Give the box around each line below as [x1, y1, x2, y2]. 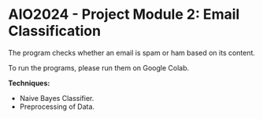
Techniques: [8, 78, 50, 88]
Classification [8, 22, 101, 40]
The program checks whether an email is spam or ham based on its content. [8, 48, 256, 57]
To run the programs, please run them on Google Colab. [8, 63, 190, 72]
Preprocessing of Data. [19, 102, 95, 111]
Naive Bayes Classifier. [19, 93, 94, 103]
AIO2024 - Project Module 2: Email [8, 5, 240, 23]
